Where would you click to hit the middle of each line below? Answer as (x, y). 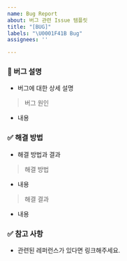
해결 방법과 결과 (39, 154)
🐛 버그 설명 (24, 72)
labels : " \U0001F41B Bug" (45, 33)
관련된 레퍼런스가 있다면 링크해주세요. (69, 251)
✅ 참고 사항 (25, 234)
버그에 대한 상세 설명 (45, 88)
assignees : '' (28, 40)
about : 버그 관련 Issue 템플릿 (47, 20)
